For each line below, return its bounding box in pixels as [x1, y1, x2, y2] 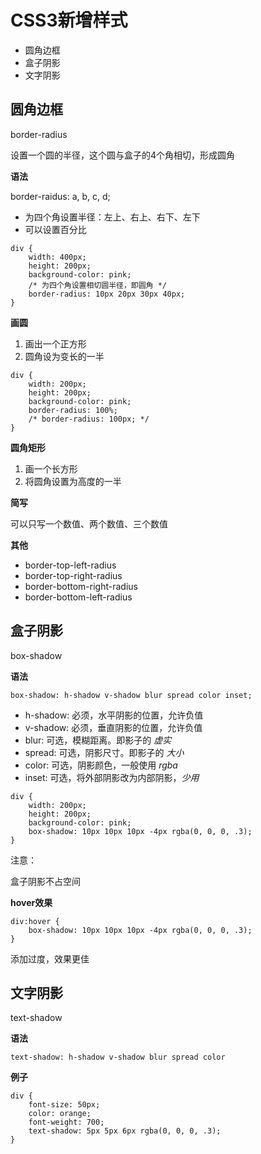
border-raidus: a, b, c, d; [10, 190, 111, 202]
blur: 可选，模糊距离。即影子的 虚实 [24, 734, 172, 746]
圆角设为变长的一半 [24, 350, 105, 362]
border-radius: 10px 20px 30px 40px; [28, 289, 186, 299]
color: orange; [28, 1109, 92, 1119]
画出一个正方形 [24, 337, 87, 350]
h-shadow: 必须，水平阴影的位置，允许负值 [24, 709, 204, 721]
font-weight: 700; [28, 1117, 105, 1128]
